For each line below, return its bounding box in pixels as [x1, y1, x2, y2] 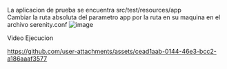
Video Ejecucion [7, 34, 54, 42]
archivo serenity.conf [7, 21, 68, 28]
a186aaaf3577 [7, 55, 48, 63]
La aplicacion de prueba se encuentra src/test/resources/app [7, 6, 181, 14]
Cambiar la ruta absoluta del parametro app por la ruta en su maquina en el [7, 13, 221, 21]
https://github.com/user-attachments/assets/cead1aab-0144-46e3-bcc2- [7, 48, 217, 55]
